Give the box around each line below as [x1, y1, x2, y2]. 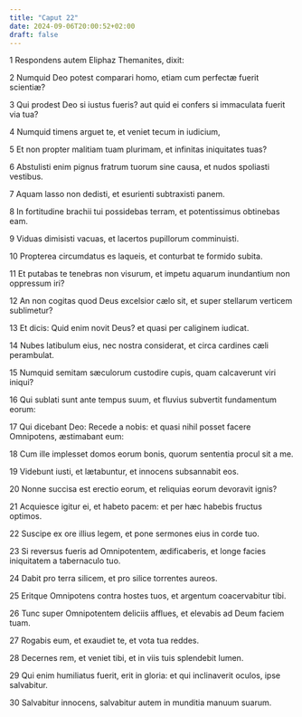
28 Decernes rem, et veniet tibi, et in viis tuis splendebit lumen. [9, 653, 244, 664]
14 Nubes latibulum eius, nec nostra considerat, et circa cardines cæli [9, 340, 269, 351]
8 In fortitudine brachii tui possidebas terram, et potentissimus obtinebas [9, 206, 280, 217]
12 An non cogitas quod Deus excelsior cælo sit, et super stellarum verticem [9, 296, 293, 307]
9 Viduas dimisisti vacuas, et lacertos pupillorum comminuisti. [9, 233, 240, 244]
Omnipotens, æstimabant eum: [9, 431, 125, 442]
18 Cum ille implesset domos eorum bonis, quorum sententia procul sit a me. [9, 448, 294, 459]
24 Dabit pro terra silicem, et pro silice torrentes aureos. [9, 573, 218, 584]
